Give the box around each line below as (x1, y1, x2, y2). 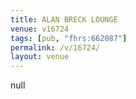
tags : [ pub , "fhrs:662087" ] (10, 33, 128, 43)
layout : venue (10, 52, 70, 62)
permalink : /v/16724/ (10, 42, 101, 53)
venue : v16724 (10, 24, 70, 34)
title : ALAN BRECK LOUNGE (10, 14, 118, 25)
